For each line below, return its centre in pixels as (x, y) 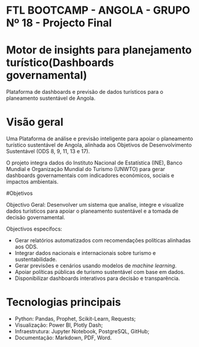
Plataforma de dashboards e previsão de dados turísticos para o (85, 92)
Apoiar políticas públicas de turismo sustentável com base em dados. (100, 272)
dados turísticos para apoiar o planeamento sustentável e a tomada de (92, 211)
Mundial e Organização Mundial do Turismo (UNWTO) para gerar (86, 169)
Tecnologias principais (64, 302)
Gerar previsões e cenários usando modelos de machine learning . (96, 266)
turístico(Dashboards (60, 63)
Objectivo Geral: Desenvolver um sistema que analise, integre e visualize (95, 205)
